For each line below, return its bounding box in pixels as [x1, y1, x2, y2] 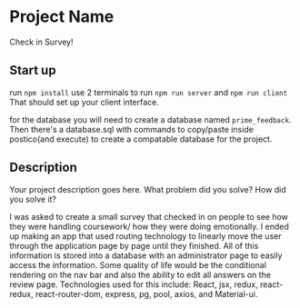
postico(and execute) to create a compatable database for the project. [9, 134, 273, 144]
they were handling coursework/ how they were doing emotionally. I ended [9, 221, 289, 232]
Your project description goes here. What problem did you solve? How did [9, 184, 286, 194]
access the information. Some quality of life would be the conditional [9, 259, 266, 270]
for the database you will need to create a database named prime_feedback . [9, 114, 292, 124]
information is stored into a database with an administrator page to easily [9, 250, 283, 261]
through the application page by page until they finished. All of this [9, 240, 259, 251]
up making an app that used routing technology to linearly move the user [9, 230, 282, 242]
